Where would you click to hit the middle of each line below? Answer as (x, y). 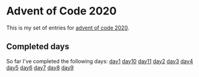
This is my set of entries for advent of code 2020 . (68, 28)
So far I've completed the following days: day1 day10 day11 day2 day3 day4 (100, 61)
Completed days (38, 47)
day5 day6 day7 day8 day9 (40, 67)
